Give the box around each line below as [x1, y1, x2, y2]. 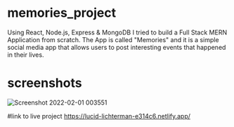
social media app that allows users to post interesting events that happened [7, 43, 226, 51]
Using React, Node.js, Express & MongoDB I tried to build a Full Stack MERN [7, 28, 227, 36]
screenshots [7, 75, 82, 91]
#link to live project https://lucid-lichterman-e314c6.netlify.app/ [7, 112, 191, 120]
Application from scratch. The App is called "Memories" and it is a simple [7, 35, 219, 44]
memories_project [7, 5, 117, 21]
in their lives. [7, 51, 44, 59]
